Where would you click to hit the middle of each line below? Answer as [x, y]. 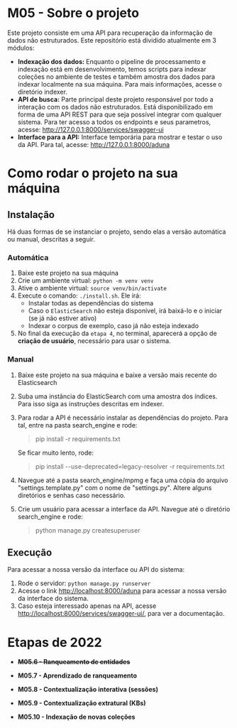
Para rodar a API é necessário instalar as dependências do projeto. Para [123, 418]
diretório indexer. [42, 92]
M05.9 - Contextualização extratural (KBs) [82, 703]
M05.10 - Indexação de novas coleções [76, 717]
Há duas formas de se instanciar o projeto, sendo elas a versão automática [117, 232]
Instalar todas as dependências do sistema [91, 303]
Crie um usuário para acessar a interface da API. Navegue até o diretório [124, 509]
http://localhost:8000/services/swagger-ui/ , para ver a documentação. [121, 614]
